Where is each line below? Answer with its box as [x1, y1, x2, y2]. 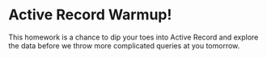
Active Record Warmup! [8, 6, 172, 24]
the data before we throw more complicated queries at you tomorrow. [8, 40, 240, 50]
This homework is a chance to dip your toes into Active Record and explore [8, 32, 259, 42]
